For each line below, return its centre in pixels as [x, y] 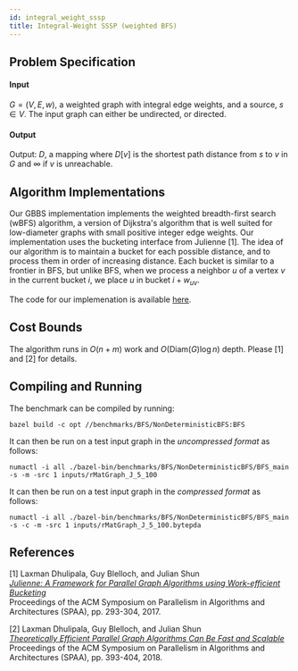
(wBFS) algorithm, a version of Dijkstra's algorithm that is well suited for [141, 223]
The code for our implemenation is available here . [100, 299]
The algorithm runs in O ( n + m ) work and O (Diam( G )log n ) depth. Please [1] [146, 348]
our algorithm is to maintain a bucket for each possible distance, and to [140, 252]
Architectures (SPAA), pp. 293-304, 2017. [85, 612]
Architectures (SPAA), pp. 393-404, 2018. [86, 658]
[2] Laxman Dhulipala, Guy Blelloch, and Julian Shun [105, 629]
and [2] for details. [43, 358]
